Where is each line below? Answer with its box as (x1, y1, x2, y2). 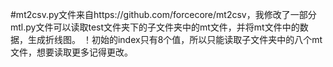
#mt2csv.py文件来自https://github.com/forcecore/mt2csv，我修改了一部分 (10, 9, 317, 20)
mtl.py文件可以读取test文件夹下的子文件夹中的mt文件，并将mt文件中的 (10, 21, 300, 33)
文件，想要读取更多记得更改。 (10, 46, 133, 58)
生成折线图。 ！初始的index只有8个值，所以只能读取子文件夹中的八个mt (27, 34, 323, 45)
